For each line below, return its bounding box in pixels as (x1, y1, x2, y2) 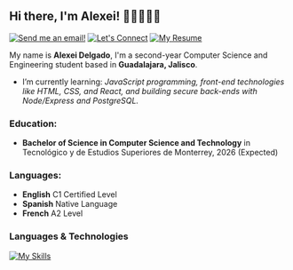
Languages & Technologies (9, 230, 129, 242)
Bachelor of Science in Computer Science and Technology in (21, 138, 251, 148)
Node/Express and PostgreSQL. (21, 95, 139, 106)
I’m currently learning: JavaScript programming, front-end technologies (21, 76, 285, 87)
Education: (9, 117, 58, 130)
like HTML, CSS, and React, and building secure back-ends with (21, 85, 257, 96)
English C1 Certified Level (21, 189, 117, 200)
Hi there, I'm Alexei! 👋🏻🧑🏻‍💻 (9, 9, 162, 24)
